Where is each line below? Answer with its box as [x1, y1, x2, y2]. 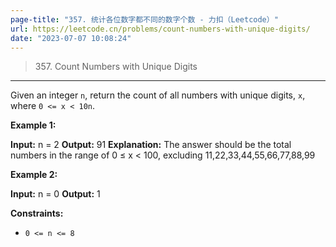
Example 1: [10, 119, 57, 131]
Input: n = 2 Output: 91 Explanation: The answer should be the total [10, 139, 292, 151]
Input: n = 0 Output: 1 [10, 188, 101, 200]
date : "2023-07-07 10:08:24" [10, 33, 132, 43]
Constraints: [10, 207, 64, 220]
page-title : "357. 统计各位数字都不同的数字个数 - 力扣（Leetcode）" [10, 14, 279, 25]
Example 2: [10, 169, 58, 181]
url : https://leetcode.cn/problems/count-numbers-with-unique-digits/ [10, 24, 311, 34]
